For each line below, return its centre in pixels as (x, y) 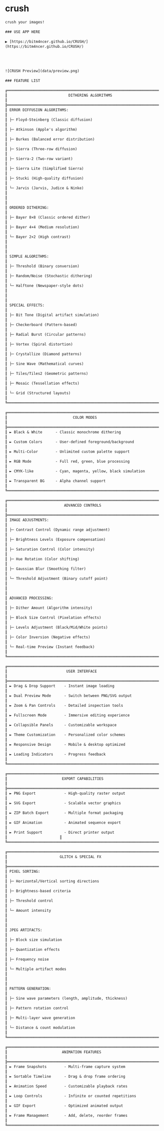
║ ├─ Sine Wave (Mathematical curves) (44, 364)
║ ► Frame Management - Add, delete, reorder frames (66, 1115)
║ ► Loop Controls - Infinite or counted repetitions (71, 1096)
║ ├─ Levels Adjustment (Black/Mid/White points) (57, 627)
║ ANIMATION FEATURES (53, 1052)
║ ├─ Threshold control (29, 901)
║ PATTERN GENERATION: (28, 988)
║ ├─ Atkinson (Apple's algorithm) (41, 129)
